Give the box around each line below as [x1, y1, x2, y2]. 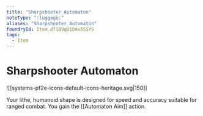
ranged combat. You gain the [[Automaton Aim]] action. [6, 102, 146, 110]
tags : [6, 32, 20, 38]
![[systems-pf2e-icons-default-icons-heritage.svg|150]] [6, 84, 148, 91]
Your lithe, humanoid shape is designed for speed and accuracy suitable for [6, 96, 197, 103]
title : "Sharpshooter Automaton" [6, 9, 92, 15]
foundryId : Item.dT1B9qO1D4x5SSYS [6, 26, 95, 33]
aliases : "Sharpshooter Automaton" [6, 20, 97, 26]
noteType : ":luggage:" [6, 15, 64, 21]
